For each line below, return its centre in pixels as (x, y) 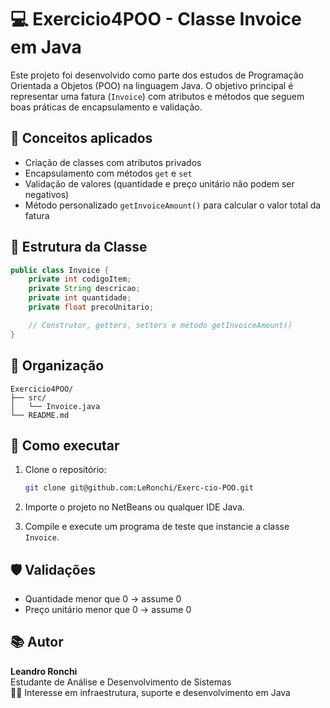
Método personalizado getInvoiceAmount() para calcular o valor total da (173, 205)
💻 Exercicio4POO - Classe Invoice (156, 19)
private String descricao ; (84, 289)
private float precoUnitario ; (91, 307)
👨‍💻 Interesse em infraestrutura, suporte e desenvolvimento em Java (150, 692)
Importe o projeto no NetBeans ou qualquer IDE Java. (134, 507)
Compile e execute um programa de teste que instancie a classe (157, 527)
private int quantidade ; (80, 298)
